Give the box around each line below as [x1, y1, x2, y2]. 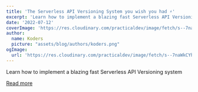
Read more [6, 80, 33, 87]
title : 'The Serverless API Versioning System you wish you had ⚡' [6, 8, 176, 15]
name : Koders [11, 36, 44, 42]
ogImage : [6, 47, 28, 53]
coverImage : [6, 25, 35, 31]
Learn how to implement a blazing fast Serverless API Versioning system [6, 68, 183, 75]
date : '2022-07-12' [6, 19, 54, 25]
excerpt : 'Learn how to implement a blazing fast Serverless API [6, 14, 170, 20]
